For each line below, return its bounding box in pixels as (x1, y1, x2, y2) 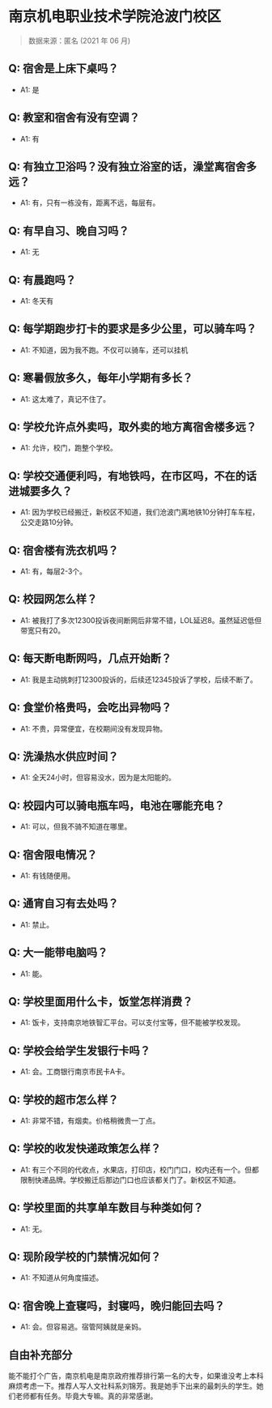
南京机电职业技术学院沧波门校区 (8, 7, 222, 26)
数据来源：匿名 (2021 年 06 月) (28, 36, 131, 45)
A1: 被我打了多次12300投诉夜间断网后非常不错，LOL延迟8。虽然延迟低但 (19, 615, 261, 625)
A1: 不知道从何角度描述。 (19, 1273, 104, 1282)
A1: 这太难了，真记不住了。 (19, 394, 111, 403)
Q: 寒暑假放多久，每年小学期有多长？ (8, 371, 193, 385)
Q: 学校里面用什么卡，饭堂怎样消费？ (8, 994, 193, 1009)
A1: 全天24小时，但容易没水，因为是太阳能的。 (19, 773, 176, 783)
